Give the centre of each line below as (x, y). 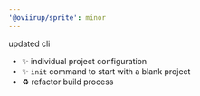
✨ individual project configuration (84, 61)
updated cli (29, 43)
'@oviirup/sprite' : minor (57, 18)
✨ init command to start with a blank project (106, 71)
